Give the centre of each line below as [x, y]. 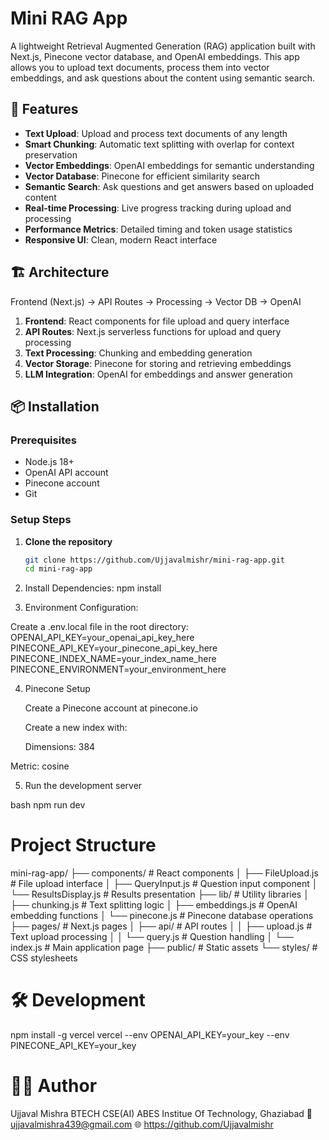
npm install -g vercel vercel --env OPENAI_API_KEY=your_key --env [150, 1035]
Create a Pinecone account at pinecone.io [111, 708]
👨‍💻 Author [54, 1086]
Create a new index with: [76, 728]
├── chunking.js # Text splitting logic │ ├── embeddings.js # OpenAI [154, 905]
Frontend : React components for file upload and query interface [157, 321]
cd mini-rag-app [58, 569]
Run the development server [83, 786]
